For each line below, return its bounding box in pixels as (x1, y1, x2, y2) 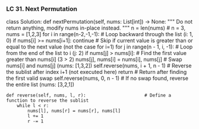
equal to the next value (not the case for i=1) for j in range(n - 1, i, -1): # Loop (6, 43, 193, 50)
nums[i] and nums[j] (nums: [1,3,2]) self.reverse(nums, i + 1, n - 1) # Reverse (6, 62, 192, 69)
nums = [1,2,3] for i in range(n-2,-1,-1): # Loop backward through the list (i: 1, (6, 31, 194, 38)
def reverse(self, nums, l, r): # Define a (6, 92, 171, 99)
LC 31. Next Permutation (6, 5, 77, 13)
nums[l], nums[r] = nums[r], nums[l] (27, 108, 121, 114)
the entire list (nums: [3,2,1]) (6, 81, 75, 88)
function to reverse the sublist (6, 98, 89, 104)
